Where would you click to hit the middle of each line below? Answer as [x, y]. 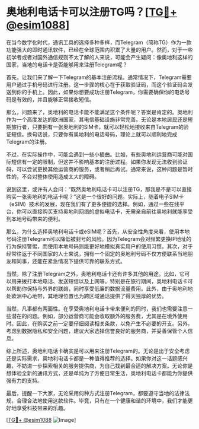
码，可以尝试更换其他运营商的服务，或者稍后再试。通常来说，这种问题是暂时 [99, 169]
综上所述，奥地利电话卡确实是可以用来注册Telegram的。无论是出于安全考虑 [98, 351]
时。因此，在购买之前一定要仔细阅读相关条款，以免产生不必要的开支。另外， [99, 323]
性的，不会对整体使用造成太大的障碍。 [53, 176]
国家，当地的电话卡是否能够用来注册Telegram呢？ [67, 64]
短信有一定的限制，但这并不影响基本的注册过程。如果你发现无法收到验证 [99, 161]
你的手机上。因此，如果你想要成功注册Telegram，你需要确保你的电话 [100, 92]
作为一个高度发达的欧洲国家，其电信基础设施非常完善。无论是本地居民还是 [97, 119]
